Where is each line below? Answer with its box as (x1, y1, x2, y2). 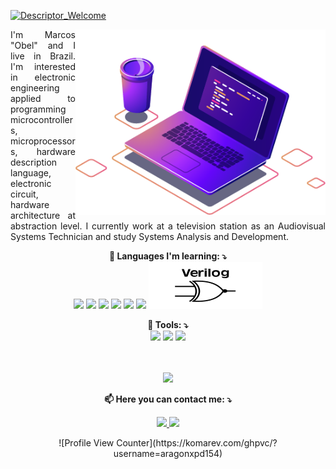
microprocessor (10, 135, 76, 147)
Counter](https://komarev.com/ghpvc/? (116, 437, 278, 449)
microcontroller (10, 114, 73, 125)
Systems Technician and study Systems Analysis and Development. (10, 231, 289, 242)
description (10, 156, 58, 168)
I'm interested (10, 61, 76, 72)
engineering (10, 82, 60, 94)
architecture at (10, 210, 76, 221)
